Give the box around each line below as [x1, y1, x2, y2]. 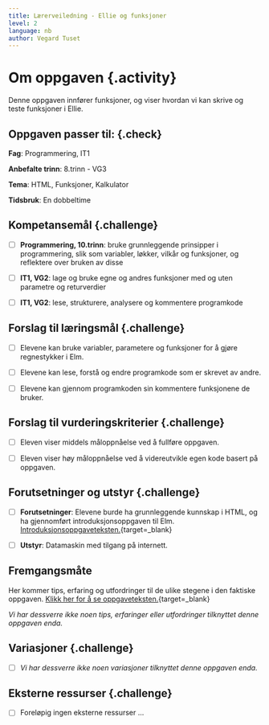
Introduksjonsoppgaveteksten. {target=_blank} [19, 524, 173, 535]
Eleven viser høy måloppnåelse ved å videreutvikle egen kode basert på [19, 453, 259, 463]
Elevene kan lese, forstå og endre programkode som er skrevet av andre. [19, 367, 262, 377]
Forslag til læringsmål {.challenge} [8, 322, 185, 335]
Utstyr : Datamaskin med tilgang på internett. [19, 540, 169, 550]
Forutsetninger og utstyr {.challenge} [8, 485, 201, 499]
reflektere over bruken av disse [19, 257, 124, 267]
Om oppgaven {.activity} [8, 69, 177, 87]
